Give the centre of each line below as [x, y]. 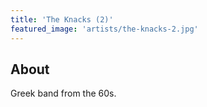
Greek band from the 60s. [63, 93]
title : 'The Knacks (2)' [62, 19]
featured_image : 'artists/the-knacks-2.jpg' [104, 29]
